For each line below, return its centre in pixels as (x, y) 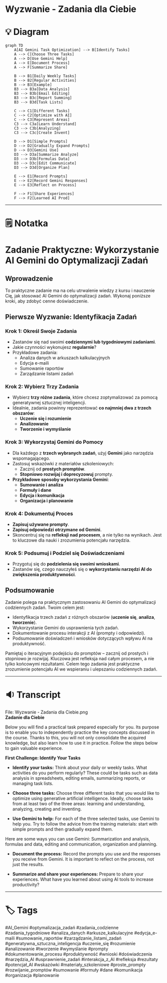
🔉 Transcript (33, 695)
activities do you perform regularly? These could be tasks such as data (85, 773)
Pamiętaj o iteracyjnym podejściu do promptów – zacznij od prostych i (77, 653)
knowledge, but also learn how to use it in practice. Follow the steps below (82, 743)
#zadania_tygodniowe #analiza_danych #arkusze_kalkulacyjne (69, 933)
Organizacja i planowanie (46, 500)
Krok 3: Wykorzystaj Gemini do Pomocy (54, 442)
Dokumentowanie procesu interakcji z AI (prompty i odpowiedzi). (79, 633)
